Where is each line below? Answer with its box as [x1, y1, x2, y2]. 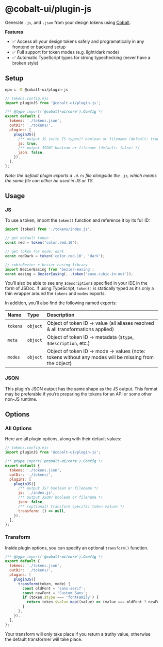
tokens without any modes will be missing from [47, 354, 154, 361]
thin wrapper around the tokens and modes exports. [5, 291, 106, 296]
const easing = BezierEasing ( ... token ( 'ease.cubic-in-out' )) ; [5, 272, 133, 276]
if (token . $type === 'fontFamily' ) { [22, 595, 98, 600]
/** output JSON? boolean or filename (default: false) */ [17, 145, 140, 151]
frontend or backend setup [12, 44, 66, 50]
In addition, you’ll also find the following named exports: [5, 300, 117, 306]
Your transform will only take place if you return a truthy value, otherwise [5, 631, 151, 637]
